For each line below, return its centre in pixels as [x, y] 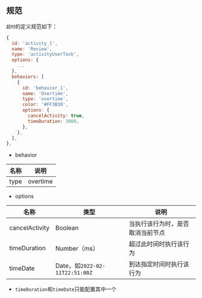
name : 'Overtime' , [45, 94]
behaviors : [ [28, 77]
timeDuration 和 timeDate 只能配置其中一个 [66, 289]
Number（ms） [77, 249]
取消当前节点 [147, 233]
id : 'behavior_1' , [45, 88]
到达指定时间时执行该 [159, 264]
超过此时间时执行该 [156, 244]
